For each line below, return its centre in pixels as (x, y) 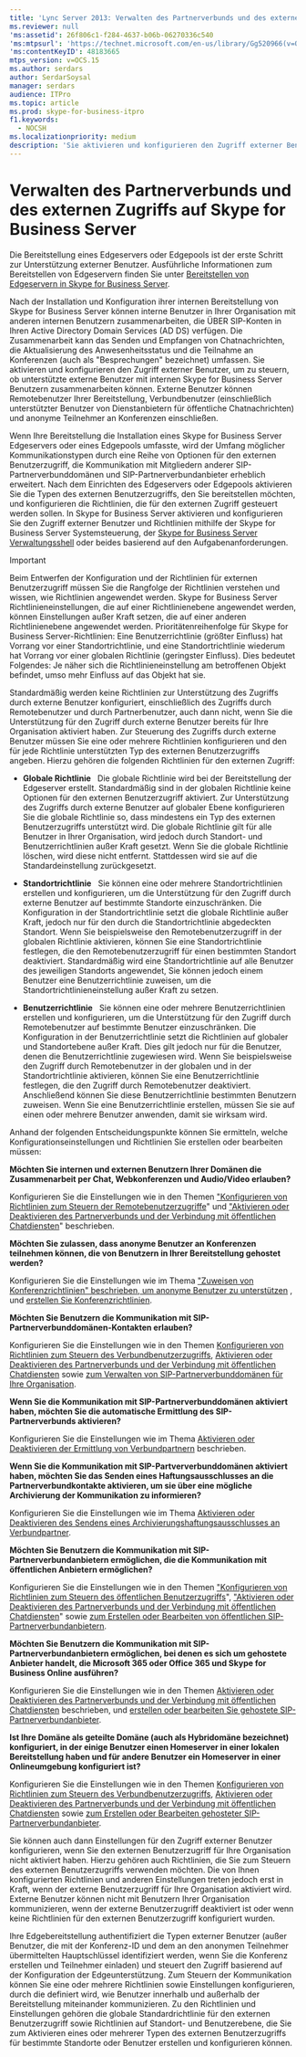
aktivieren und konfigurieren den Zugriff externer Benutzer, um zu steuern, (149, 369)
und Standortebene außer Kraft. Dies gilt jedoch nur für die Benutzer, (152, 1046)
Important (28, 560)
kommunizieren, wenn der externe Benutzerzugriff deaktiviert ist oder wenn (152, 1908)
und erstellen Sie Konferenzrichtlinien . (81, 1300)
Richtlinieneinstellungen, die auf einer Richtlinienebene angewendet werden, (153, 607)
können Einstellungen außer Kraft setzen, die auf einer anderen (128, 617)
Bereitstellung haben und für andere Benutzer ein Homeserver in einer (145, 1756)
